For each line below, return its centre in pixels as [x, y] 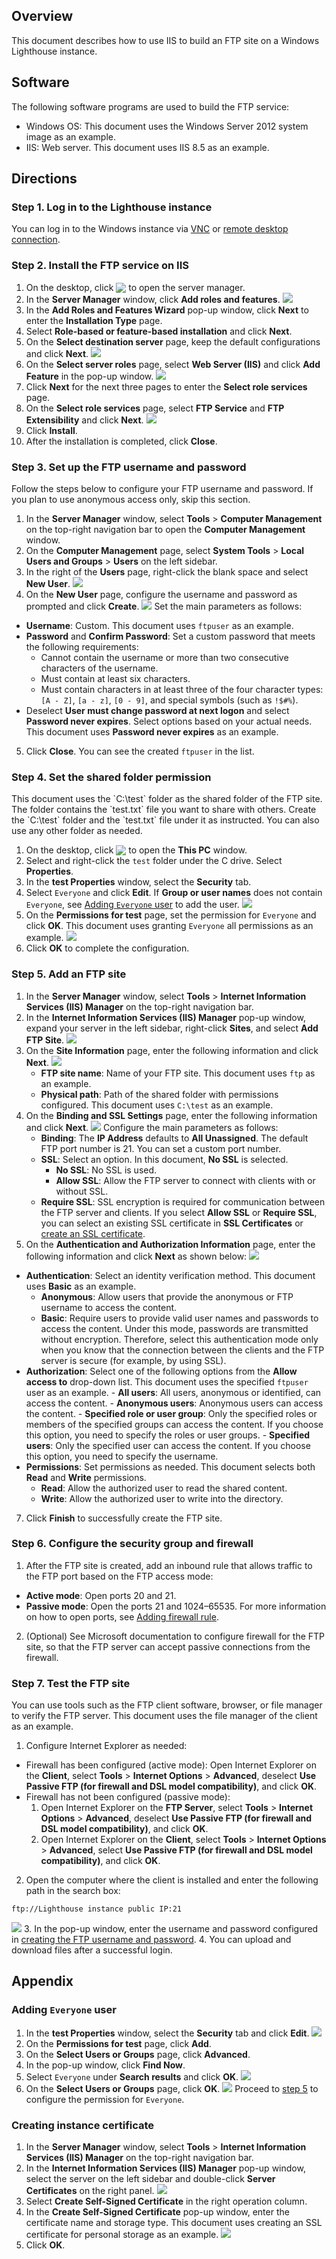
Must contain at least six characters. [115, 678]
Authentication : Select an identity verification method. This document [170, 1275]
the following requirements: [82, 646]
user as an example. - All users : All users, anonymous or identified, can [173, 1392]
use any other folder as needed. [77, 831]
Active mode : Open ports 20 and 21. [101, 1595]
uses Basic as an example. [81, 1286]
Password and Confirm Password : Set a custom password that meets [170, 636]
